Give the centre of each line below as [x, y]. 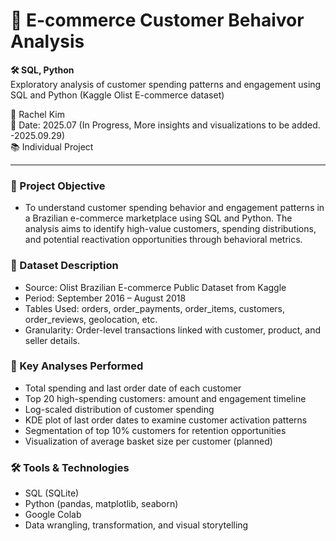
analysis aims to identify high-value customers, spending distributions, [170, 229]
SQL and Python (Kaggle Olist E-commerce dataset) [117, 95]
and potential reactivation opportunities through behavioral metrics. [163, 240]
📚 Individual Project [52, 146]
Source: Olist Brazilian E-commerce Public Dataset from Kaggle [155, 287]
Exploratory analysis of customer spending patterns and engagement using [166, 84]
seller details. [52, 340]
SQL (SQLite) [52, 493]
